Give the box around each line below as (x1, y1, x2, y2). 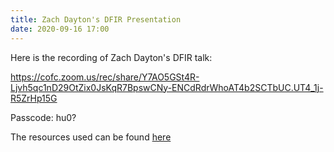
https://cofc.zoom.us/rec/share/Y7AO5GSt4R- (10, 71, 200, 83)
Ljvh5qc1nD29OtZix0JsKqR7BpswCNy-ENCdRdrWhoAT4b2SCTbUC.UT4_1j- (10, 81, 324, 93)
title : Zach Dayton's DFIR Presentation (10, 14, 182, 25)
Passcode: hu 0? (10, 111, 77, 123)
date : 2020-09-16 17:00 (10, 24, 110, 34)
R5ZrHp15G (10, 92, 58, 104)
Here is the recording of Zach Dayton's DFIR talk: (10, 51, 213, 63)
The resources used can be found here (10, 131, 172, 143)
